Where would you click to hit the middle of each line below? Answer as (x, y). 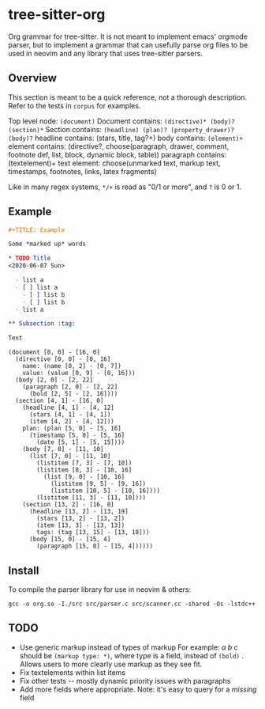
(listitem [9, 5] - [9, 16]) (98, 484)
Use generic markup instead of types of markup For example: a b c (129, 647)
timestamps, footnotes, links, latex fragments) (83, 171)
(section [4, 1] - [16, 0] (60, 401)
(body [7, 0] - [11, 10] (63, 449)
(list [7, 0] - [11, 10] (70, 457)
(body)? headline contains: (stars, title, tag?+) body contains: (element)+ (125, 138)
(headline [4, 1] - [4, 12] (68, 408)
